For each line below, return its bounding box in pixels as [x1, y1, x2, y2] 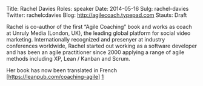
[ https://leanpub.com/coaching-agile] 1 [6, 73, 104, 80]
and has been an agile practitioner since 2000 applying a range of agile [6, 49, 185, 56]
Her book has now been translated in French [6, 67, 118, 74]
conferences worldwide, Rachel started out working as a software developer [6, 42, 198, 49]
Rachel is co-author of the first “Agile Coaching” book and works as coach [6, 23, 192, 30]
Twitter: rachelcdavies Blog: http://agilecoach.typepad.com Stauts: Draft [6, 11, 187, 19]
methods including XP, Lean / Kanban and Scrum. [6, 55, 130, 62]
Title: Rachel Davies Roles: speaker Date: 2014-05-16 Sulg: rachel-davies [6, 5, 189, 12]
